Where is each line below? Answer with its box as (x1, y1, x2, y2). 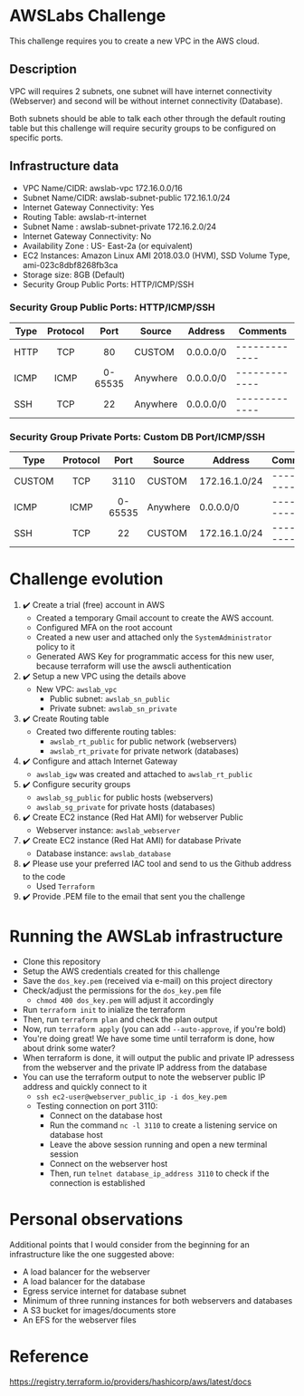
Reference (9, 1346, 89, 1367)
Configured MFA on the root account (35, 622, 174, 633)
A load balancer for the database (22, 1276, 146, 1286)
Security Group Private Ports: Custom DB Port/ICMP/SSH (9, 430, 265, 443)
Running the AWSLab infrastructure (9, 926, 283, 947)
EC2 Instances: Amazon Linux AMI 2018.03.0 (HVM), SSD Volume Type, (22, 250, 290, 261)
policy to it (35, 641, 75, 652)
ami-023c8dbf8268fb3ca (22, 259, 119, 270)
